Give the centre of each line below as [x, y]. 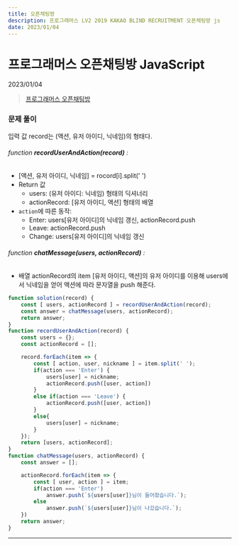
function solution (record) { [51, 299]
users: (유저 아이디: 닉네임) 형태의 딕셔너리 [88, 193]
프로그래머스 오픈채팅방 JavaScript [106, 64]
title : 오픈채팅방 [32, 14]
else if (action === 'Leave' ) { [80, 397]
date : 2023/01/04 [34, 27]
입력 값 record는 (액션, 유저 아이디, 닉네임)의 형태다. [80, 136]
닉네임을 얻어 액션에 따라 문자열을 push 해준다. [91, 285]
